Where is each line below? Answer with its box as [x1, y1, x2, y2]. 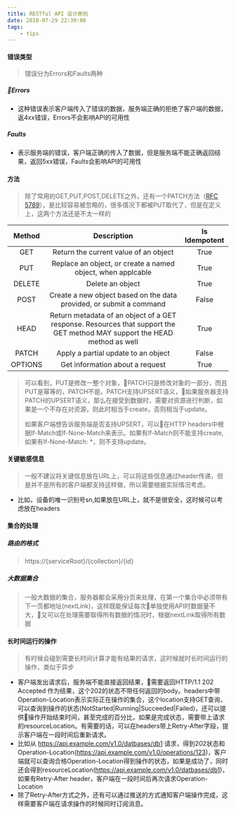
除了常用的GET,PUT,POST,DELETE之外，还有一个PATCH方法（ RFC [24, 191, 218, 200]
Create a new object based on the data [48, 290, 178, 299]
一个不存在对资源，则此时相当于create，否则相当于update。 [37, 405, 211, 413]
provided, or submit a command [60, 299, 166, 309]
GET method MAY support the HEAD [53, 328, 173, 337]
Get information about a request [60, 359, 166, 369]
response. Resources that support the [51, 319, 176, 329]
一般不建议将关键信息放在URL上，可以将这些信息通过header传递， [24, 472, 218, 480]
